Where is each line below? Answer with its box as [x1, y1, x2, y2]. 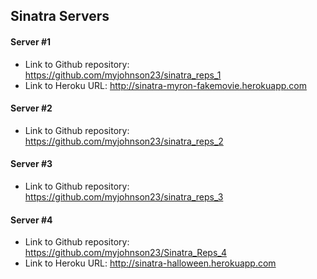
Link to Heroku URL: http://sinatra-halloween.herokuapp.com [24, 257, 277, 269]
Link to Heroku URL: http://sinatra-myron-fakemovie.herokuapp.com [24, 79, 307, 91]
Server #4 [10, 214, 53, 226]
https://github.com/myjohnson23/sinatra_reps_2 [24, 135, 224, 147]
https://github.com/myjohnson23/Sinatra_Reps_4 [24, 247, 227, 259]
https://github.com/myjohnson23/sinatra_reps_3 [24, 191, 224, 203]
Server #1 [10, 35, 52, 48]
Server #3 [10, 158, 53, 170]
